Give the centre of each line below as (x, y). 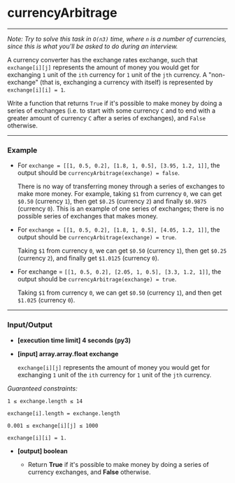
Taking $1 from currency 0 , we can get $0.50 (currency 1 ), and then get (120, 293)
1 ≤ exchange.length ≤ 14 (45, 401)
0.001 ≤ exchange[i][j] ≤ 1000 (53, 426)
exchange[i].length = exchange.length (64, 413)
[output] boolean (42, 451)
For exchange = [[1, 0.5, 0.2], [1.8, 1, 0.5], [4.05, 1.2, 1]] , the (119, 230)
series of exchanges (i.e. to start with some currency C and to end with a (111, 111)
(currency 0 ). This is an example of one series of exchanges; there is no (121, 209)
